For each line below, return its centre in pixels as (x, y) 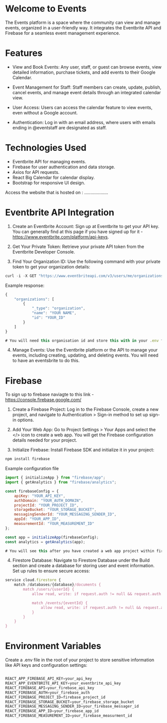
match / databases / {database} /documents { (57, 585)
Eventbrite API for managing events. (49, 161)
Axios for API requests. (36, 172)
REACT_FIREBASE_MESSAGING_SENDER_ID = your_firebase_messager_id (72, 707)
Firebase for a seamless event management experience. (63, 33)
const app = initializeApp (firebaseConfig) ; (52, 537)
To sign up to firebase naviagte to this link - (49, 394)
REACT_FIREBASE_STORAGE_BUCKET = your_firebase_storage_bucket (70, 702)
